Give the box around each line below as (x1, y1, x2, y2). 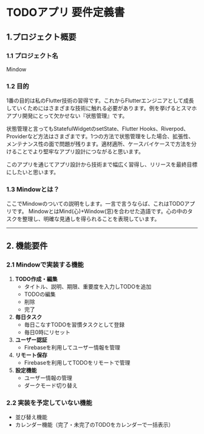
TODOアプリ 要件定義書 (6, 5, 125, 19)
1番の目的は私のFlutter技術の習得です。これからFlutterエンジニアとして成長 (6, 97, 194, 104)
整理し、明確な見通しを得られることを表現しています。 (22, 215, 160, 223)
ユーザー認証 (15, 336, 47, 344)
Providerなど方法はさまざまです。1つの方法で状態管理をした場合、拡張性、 (6, 133, 194, 140)
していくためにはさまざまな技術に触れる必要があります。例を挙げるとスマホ (6, 105, 197, 112)
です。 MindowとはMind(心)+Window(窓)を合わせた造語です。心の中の (11, 208, 188, 215)
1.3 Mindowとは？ (6, 185, 59, 194)
